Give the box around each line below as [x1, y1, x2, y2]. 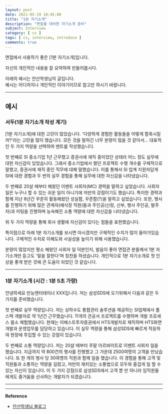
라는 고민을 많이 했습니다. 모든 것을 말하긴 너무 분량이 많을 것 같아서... [12, 137, 148, 143]
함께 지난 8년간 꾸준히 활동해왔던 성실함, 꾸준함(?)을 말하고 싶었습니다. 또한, [5, 196, 153, 202]
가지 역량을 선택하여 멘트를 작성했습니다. [15, 143, 95, 149]
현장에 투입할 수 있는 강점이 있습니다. [10, 331, 82, 337]
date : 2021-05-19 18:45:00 [5, 12, 61, 17]
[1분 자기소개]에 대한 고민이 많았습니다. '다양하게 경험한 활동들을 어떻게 [5, 131, 144, 137]
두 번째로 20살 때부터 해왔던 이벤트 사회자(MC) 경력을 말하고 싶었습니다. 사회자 [5, 183, 160, 189]
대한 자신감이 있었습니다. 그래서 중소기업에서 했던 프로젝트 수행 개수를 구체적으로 [5, 160, 163, 166]
